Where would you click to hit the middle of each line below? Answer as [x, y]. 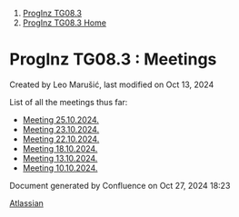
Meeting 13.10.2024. [60, 158]
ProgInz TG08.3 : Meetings [113, 59]
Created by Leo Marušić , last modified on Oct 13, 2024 [112, 84]
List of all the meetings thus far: [69, 102]
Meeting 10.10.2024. [60, 168]
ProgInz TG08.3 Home [65, 23]
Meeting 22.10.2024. [61, 139]
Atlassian [26, 202]
